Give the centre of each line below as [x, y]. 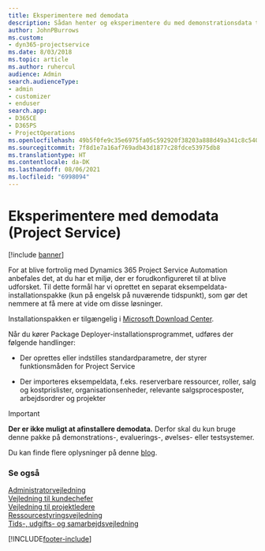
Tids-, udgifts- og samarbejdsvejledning [74, 524]
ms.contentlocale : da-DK [49, 163]
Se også [24, 473]
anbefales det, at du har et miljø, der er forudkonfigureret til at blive [117, 278]
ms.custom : [26, 37]
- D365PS [22, 126]
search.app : [28, 111]
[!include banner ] [36, 254]
